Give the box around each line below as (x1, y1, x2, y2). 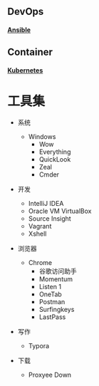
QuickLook (38, 155, 71, 163)
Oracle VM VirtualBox (28, 207, 92, 215)
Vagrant (28, 221, 52, 230)
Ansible (7, 25, 31, 34)
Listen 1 (38, 282, 62, 291)
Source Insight (28, 214, 71, 223)
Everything (38, 147, 71, 156)
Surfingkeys (38, 305, 75, 313)
